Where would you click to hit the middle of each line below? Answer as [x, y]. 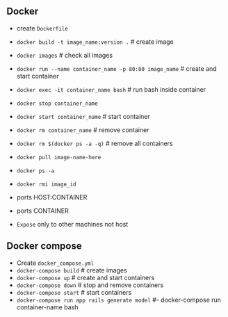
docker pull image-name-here [59, 157]
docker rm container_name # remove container [83, 130]
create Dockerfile [42, 28]
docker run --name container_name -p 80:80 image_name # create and [116, 68]
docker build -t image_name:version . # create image [95, 42]
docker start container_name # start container [83, 116]
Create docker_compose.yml [55, 263]
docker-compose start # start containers [74, 292]
